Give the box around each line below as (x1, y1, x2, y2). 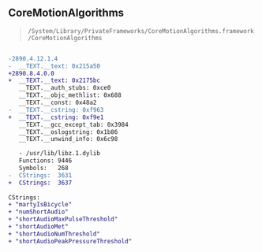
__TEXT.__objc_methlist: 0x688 (18, 91, 122, 99)
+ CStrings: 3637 (8, 179, 73, 187)
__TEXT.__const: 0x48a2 (18, 98, 97, 107)
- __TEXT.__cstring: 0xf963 (8, 106, 104, 113)
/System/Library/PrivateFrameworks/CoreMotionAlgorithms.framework (27, 27, 254, 35)
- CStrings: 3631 (8, 171, 73, 180)
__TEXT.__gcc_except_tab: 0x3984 (18, 120, 129, 128)
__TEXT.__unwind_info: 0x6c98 (18, 135, 118, 143)
